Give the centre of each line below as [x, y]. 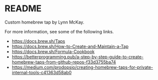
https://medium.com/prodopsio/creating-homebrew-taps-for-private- [82, 67]
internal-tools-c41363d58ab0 [42, 72]
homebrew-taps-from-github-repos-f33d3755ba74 [64, 62]
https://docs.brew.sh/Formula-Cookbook [53, 52]
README [23, 9]
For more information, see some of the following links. [59, 31]
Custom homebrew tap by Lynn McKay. [45, 22]
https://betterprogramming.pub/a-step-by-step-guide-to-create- [78, 56]
